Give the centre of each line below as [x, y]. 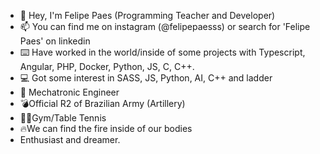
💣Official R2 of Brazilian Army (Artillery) [102, 103]
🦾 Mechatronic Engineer [69, 92]
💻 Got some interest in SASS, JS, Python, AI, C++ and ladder [146, 78]
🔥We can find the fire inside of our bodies [106, 128]
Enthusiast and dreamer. [70, 139]
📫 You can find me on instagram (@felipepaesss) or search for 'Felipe [165, 26]
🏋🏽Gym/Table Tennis [63, 118]
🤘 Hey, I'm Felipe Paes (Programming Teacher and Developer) [147, 15]
